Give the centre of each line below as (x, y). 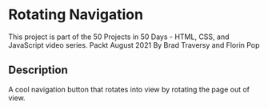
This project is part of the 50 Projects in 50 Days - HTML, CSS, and (119, 37)
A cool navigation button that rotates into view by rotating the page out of (129, 89)
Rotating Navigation (76, 15)
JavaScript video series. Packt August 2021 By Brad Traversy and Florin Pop (134, 45)
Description (38, 70)
